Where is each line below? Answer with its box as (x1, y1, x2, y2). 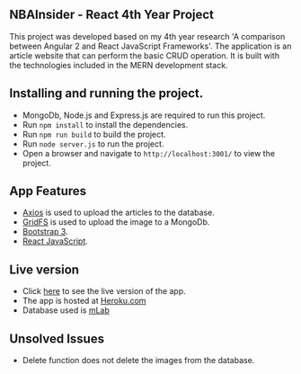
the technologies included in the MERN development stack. (9, 59, 228, 70)
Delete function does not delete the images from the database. (22, 355, 255, 366)
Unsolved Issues (9, 331, 105, 346)
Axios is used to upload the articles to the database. (22, 207, 216, 218)
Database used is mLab (22, 305, 111, 316)
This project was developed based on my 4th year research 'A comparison (9, 31, 286, 41)
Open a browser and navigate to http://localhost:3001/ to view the (22, 147, 276, 158)
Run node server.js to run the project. (22, 138, 164, 149)
